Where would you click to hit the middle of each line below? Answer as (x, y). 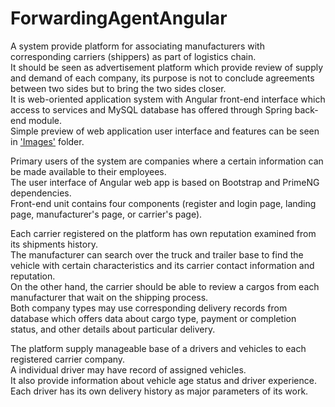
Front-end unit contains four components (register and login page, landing (163, 203)
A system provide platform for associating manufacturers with (137, 46)
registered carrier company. (68, 359)
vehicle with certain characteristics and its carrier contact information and (162, 265)
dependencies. (41, 193)
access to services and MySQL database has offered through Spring (151, 109)
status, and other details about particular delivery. (113, 329)
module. (45, 120)
